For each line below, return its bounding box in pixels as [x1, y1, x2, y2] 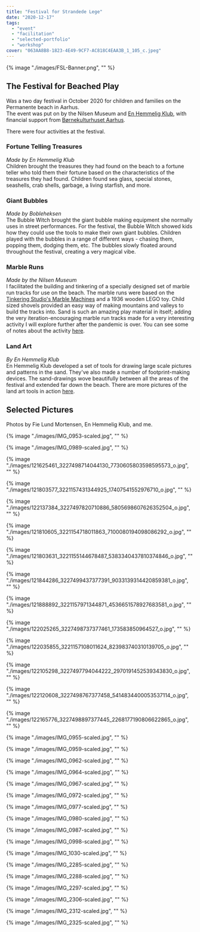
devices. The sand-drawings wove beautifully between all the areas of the [6, 374, 189, 382]
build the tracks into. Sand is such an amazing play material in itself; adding [6, 308, 192, 315]
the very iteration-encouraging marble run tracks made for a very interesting [6, 315, 195, 322]
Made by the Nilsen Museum [6, 276, 77, 284]
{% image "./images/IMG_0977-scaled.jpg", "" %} [6, 803, 128, 810]
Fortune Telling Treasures [6, 143, 82, 151]
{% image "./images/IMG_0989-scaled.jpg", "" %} [6, 444, 129, 451]
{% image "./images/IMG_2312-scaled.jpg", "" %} [6, 907, 128, 914]
